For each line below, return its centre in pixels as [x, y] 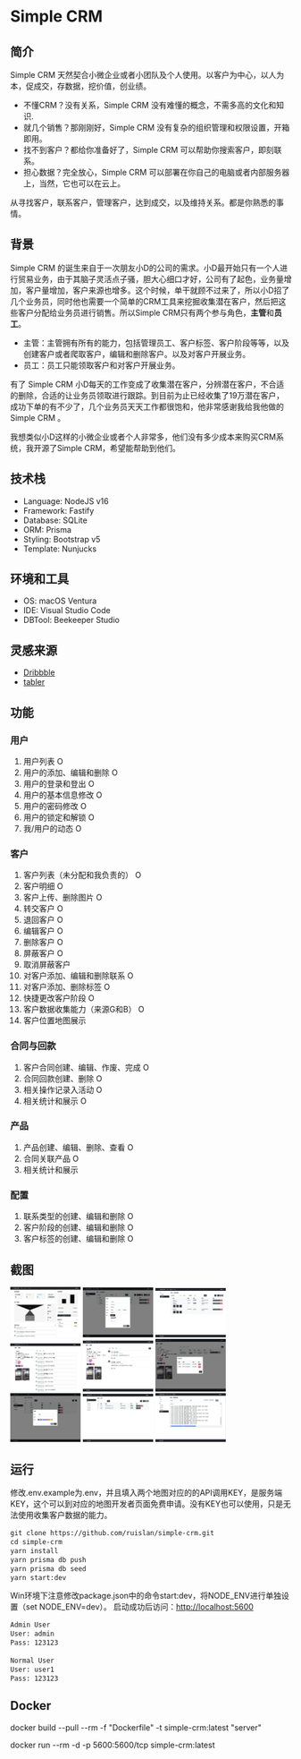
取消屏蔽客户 [46, 965]
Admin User [30, 1625]
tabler [34, 682]
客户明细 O [43, 886]
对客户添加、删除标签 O [67, 987]
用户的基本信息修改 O [63, 795]
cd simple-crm [37, 1542]
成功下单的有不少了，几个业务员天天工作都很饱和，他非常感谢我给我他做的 [147, 406]
